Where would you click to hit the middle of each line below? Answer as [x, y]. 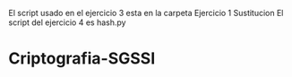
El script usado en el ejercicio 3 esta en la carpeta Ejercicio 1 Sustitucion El [146, 13]
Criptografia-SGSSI [82, 59]
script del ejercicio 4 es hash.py [67, 22]
